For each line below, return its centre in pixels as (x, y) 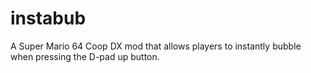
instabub (48, 18)
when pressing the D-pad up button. (85, 56)
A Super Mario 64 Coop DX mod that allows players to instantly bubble (156, 46)
